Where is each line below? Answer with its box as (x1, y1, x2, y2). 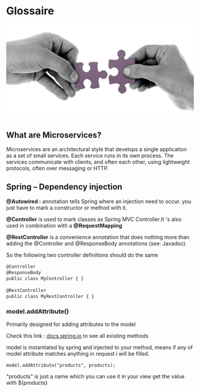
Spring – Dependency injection (6, 182, 123, 192)
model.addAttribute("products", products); (6, 362, 116, 369)
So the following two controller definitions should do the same (6, 251, 158, 259)
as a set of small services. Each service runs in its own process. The (6, 152, 174, 159)
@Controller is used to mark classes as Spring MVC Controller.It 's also (6, 216, 182, 223)
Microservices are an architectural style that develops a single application (6, 146, 187, 153)
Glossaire (6, 4, 55, 18)
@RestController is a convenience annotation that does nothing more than (6, 234, 189, 241)
